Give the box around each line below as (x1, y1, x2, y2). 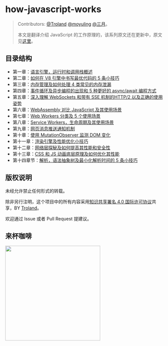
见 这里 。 (17, 38, 36, 44)
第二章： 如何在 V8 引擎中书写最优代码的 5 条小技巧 (12, 75, 120, 81)
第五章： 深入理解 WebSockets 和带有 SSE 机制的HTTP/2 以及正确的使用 (12, 94, 163, 100)
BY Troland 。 (14, 205, 42, 211)
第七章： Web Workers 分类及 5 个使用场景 (12, 113, 101, 119)
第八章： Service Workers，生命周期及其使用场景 (12, 119, 114, 125)
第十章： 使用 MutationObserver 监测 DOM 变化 (12, 132, 111, 138)
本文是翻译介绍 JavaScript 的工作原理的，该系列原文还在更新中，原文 (17, 31, 162, 37)
